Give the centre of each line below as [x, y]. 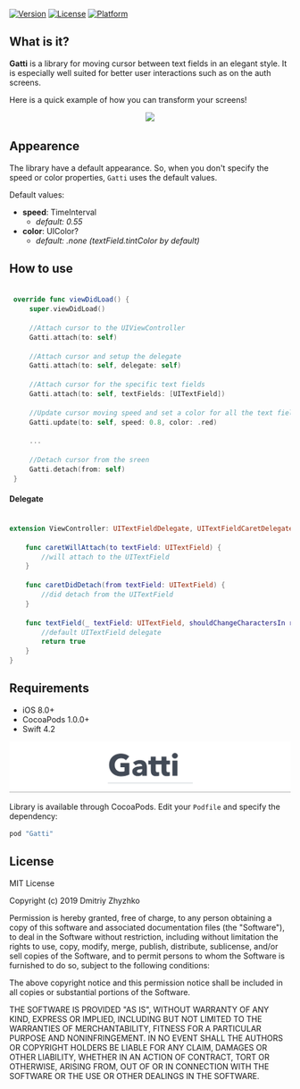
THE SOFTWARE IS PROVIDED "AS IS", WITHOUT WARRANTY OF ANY [139, 1009]
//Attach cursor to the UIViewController [107, 328]
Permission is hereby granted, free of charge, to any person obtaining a [141, 917]
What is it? [39, 42]
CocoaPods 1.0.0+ [56, 719]
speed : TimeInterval [59, 212]
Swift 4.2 [38, 729]
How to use [41, 269]
